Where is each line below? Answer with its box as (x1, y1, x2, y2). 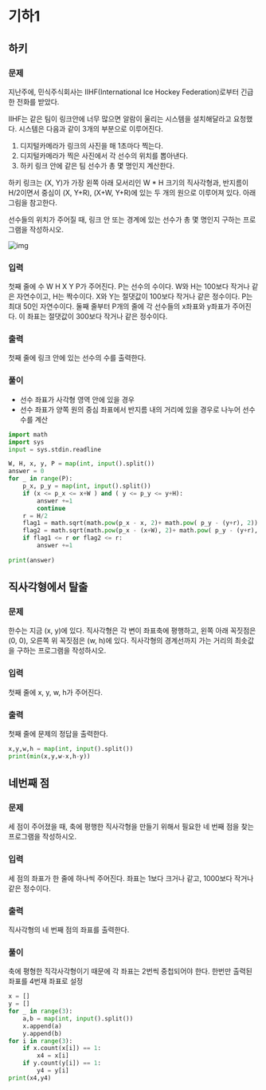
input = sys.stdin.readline (8, 445, 102, 453)
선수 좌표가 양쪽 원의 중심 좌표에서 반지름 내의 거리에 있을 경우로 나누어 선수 (19, 405, 256, 414)
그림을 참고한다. (8, 197, 58, 207)
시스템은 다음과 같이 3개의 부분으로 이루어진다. (18, 124, 163, 133)
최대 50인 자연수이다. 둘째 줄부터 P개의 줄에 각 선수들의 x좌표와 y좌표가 (8, 302, 231, 311)
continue (37, 504, 66, 512)
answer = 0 (8, 468, 45, 476)
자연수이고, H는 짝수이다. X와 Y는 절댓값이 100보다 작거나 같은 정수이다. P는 (16, 292, 253, 302)
